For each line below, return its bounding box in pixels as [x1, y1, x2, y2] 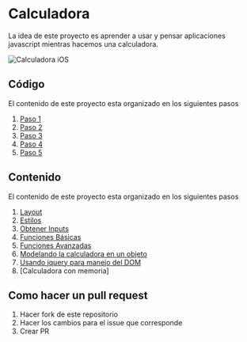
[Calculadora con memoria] [19, 266, 109, 275]
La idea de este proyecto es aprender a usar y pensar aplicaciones [8, 31, 226, 40]
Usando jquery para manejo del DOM [19, 257, 141, 267]
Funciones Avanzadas [19, 241, 92, 250]
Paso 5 [19, 147, 43, 157]
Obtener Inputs [19, 223, 70, 234]
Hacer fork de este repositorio [19, 310, 119, 319]
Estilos [19, 215, 42, 225]
